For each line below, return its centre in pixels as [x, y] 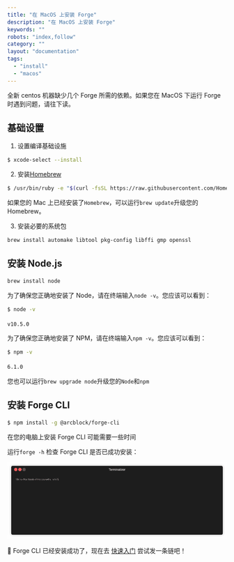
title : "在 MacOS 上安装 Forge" [52, 15]
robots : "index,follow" [42, 37]
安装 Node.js [35, 264]
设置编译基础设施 [42, 146]
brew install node [34, 281]
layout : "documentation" [43, 52]
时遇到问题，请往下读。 [41, 104]
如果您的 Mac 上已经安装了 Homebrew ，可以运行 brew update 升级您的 [103, 203]
